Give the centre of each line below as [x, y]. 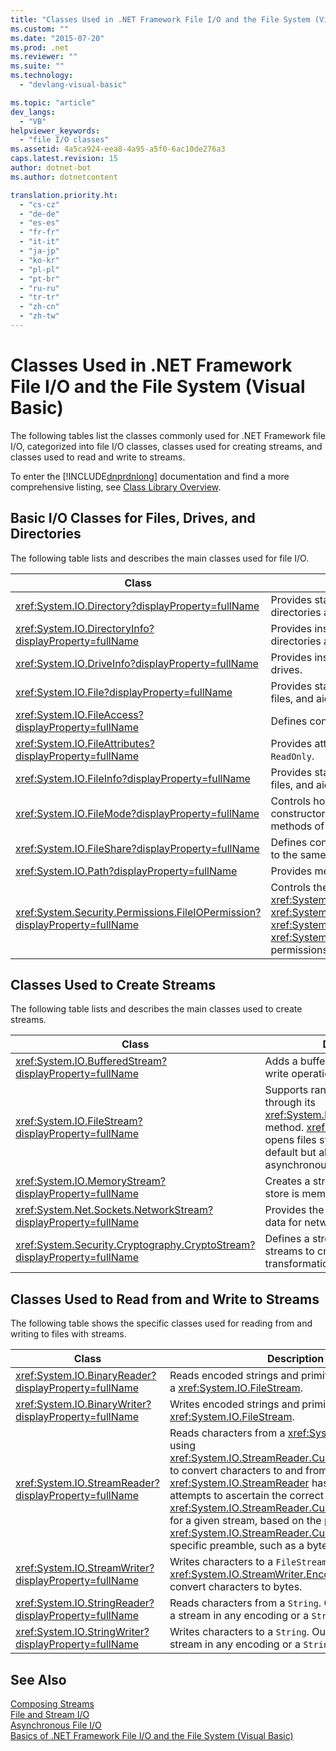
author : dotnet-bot [51, 168]
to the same [298, 854]
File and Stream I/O [50, 1715]
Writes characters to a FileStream [248, 1562]
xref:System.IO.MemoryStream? [90, 1181]
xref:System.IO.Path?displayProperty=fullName [126, 871]
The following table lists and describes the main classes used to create [156, 1009]
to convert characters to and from [248, 1471]
